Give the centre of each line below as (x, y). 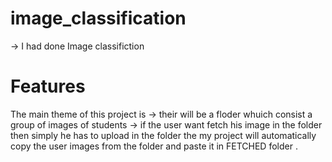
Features (48, 86)
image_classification (98, 18)
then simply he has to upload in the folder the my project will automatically (163, 135)
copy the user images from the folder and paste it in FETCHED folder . (154, 146)
